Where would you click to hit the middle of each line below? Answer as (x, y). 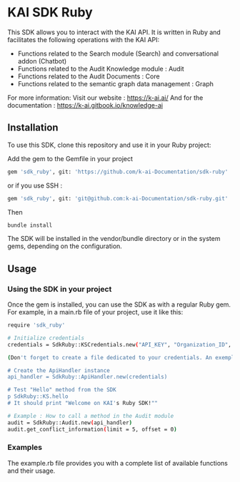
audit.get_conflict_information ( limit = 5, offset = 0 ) (92, 429)
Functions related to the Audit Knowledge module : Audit (101, 68)
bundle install (30, 225)
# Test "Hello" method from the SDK (62, 390)
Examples (25, 448)
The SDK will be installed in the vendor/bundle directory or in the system (114, 239)
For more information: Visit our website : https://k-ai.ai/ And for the (105, 98)
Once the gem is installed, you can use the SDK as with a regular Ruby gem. (119, 304)
